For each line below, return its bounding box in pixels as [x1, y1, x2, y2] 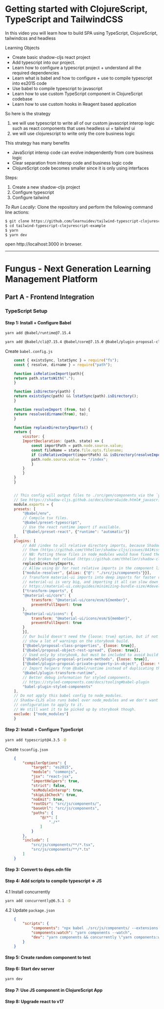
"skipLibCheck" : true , [31, 792, 78, 797]
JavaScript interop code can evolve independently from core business [12, 149, 154, 155]
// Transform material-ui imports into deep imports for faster [22, 575, 156, 580]
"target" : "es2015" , [31, 765, 73, 770]
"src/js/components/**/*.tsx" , [31, 842, 95, 847]
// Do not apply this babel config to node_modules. [14, 693, 123, 698]
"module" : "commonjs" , [31, 769, 78, 775]
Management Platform [5, 273, 98, 285]
